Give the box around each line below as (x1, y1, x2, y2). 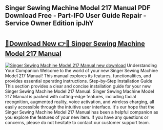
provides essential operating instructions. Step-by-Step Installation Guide (5, 78, 153, 84)
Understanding (126, 63, 157, 68)
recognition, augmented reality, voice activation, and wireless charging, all (5, 99, 155, 105)
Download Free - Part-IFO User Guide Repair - (5, 12, 146, 20)
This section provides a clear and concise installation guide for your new (5, 83, 151, 89)
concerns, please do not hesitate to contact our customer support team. (5, 120, 150, 125)
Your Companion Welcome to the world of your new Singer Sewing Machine (5, 68, 158, 73)
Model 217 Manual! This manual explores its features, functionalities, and (5, 73, 151, 79)
